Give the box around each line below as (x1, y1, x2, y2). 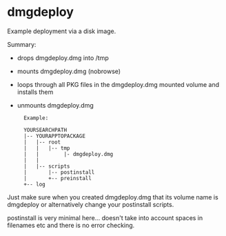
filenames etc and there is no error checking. (7, 221, 135, 229)
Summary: (7, 40, 37, 48)
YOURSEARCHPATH (23, 126, 68, 133)
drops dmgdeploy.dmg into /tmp (17, 53, 109, 62)
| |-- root (23, 139, 61, 146)
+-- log (23, 181, 46, 188)
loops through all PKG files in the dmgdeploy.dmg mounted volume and (17, 80, 220, 88)
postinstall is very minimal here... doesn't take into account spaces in (7, 213, 203, 222)
